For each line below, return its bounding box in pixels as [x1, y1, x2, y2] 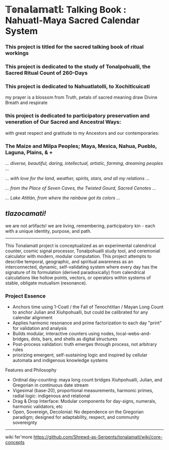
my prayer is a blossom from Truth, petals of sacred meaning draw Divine [5, 95, 157, 101]
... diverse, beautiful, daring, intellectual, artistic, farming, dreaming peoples [5, 160, 163, 166]
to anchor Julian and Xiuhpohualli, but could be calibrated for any [12, 309, 148, 315]
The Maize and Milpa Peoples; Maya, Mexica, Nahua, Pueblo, [5, 142, 157, 149]
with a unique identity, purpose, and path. [5, 228, 92, 234]
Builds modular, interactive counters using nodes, [12, 331, 115, 337]
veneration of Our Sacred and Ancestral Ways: [5, 119, 122, 126]
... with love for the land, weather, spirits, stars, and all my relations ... [5, 175, 150, 181]
